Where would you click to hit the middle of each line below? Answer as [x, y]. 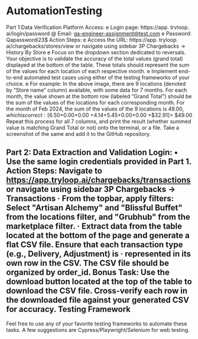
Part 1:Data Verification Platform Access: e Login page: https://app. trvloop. [98, 27]
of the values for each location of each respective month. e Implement [92, 71]
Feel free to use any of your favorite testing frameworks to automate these [97, 324]
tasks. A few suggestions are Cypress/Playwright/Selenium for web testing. [98, 330]
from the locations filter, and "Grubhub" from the [98, 217]
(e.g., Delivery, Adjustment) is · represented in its [98, 254]
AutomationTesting [54, 11]
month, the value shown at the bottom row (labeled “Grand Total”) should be [99, 96]
